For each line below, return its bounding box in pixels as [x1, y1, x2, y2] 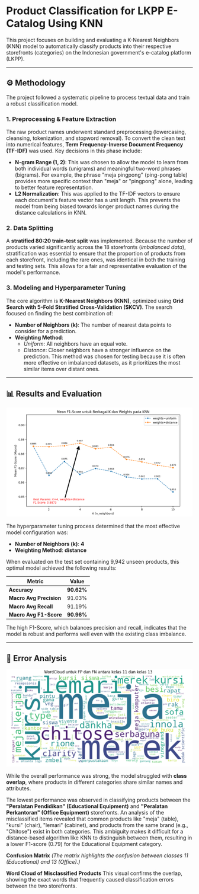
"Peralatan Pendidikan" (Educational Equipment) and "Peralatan [6, 802, 168, 810]
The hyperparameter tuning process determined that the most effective [6, 523, 181, 530]
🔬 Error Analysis [6, 653, 67, 663]
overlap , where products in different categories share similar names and [6, 778, 183, 786]
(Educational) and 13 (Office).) [6, 858, 81, 865]
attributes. [6, 784, 31, 792]
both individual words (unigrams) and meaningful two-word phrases [14, 165, 181, 173]
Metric [27, 577, 44, 585]
